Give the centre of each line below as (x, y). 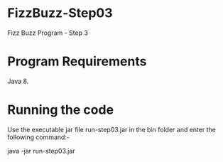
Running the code (61, 110)
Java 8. (18, 81)
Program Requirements (77, 61)
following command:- (38, 137)
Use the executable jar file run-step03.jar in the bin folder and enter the (112, 129)
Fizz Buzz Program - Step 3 (48, 33)
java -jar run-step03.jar (42, 151)
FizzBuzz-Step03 (60, 13)
